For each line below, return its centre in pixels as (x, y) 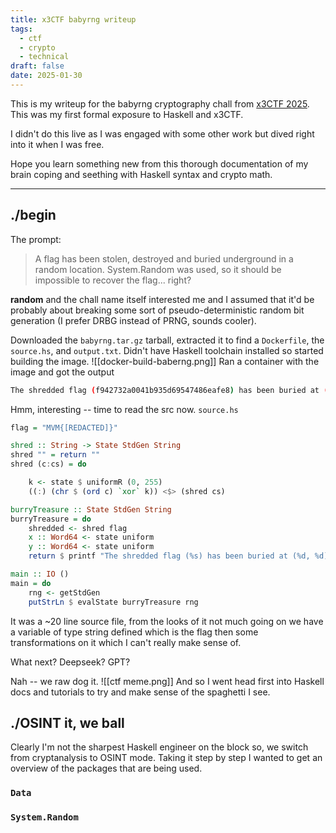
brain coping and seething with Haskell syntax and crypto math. (141, 174)
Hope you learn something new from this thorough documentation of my (159, 163)
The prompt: (36, 239)
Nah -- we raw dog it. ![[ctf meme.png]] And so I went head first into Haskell (167, 681)
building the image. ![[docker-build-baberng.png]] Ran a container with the (165, 361)
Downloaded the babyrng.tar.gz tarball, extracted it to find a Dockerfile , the (167, 340)
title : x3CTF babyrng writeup (73, 19)
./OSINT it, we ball (67, 722)
